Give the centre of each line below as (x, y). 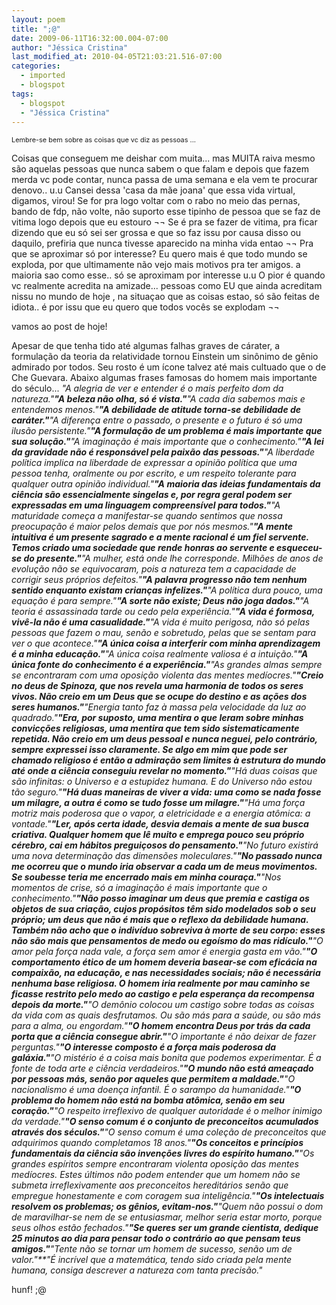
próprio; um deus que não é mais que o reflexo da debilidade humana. (160, 920)
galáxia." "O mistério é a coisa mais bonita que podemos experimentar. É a (166, 1058)
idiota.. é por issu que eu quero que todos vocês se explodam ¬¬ (145, 307)
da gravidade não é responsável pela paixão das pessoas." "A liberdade (163, 452)
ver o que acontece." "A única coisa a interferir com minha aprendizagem (166, 643)
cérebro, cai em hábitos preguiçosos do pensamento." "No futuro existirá (165, 845)
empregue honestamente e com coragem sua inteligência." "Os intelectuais (168, 1196)
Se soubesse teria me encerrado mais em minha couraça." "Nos (146, 877)
